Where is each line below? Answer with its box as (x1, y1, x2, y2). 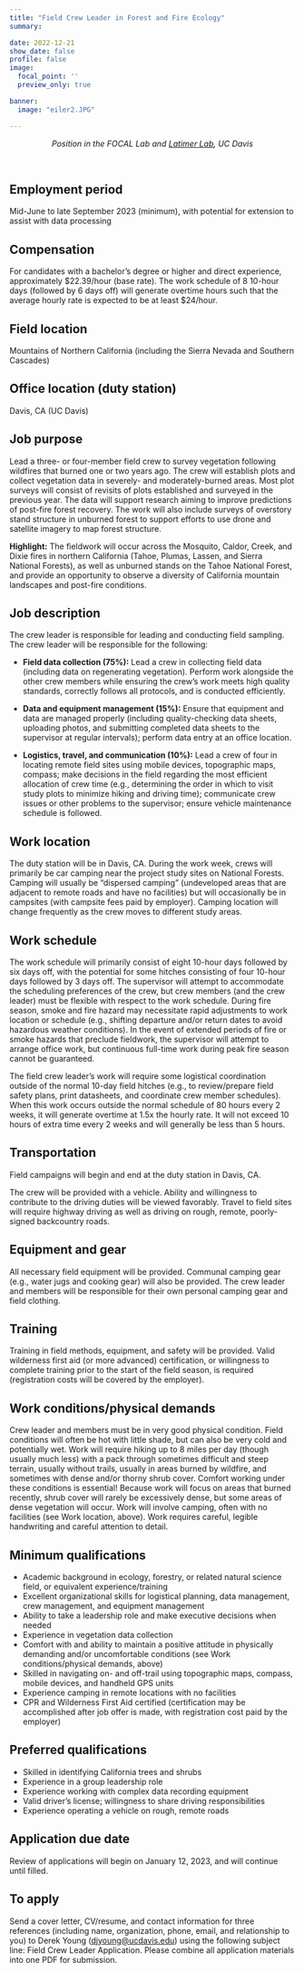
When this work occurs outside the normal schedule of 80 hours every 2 (9, 1100, 281, 1110)
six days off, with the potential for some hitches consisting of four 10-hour (9, 966, 286, 976)
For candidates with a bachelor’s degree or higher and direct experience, (9, 266, 282, 277)
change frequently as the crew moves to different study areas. (9, 907, 243, 917)
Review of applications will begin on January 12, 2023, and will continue (9, 1855, 279, 1866)
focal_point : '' (17, 72, 79, 82)
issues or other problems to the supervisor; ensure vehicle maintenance (22, 798, 292, 809)
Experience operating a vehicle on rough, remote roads (22, 1805, 230, 1816)
